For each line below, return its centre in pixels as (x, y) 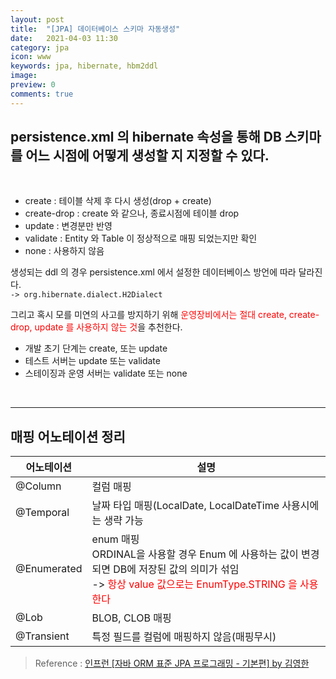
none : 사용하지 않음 (64, 251)
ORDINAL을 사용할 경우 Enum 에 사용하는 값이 (195, 554)
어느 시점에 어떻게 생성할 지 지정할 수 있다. (147, 156)
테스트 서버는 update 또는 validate (92, 361)
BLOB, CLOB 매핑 (131, 618)
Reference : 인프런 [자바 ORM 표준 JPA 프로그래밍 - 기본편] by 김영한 (172, 663)
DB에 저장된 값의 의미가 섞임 (176, 569)
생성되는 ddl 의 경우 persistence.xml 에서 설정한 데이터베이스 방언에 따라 (153, 272)
